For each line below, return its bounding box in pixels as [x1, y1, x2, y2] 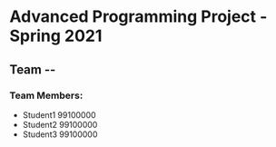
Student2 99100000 [22, 119, 98, 130]
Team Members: [9, 89, 84, 102]
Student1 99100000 [22, 109, 97, 120]
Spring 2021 [9, 25, 103, 46]
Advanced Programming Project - [9, 6, 268, 27]
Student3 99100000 [22, 129, 98, 140]
